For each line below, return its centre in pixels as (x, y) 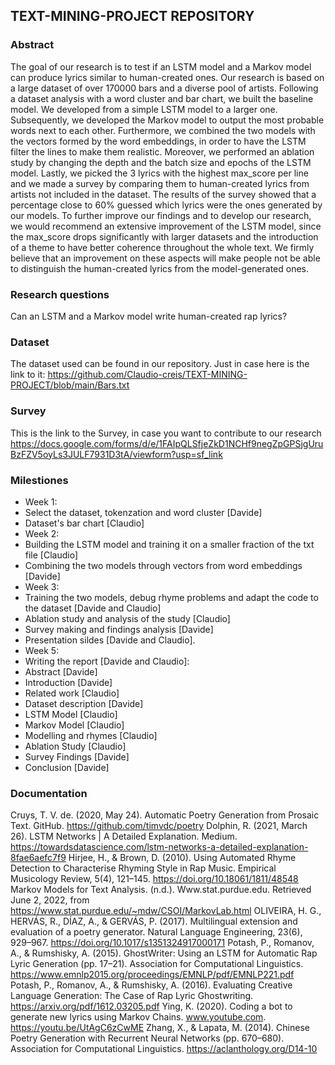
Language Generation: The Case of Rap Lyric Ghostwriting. (132, 996)
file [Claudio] (51, 555)
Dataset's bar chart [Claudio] (84, 523)
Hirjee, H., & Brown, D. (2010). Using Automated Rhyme (182, 858)
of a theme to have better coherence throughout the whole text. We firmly (162, 247)
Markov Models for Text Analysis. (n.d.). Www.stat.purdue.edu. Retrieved (161, 890)
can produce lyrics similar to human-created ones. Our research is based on (167, 77)
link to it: (28, 375)
